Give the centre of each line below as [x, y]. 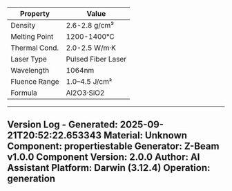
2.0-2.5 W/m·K [91, 48]
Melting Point [32, 36]
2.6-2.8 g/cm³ [90, 25]
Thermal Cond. [35, 48]
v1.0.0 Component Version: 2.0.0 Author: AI [104, 157]
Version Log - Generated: [63, 125]
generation [31, 179]
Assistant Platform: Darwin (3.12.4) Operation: [109, 168]
